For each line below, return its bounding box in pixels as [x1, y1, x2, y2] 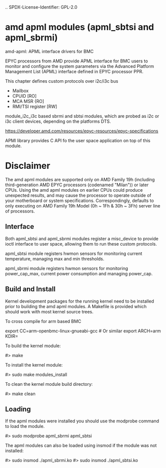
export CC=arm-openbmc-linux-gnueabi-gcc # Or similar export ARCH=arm [5, 328, 161, 334]
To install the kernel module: [5, 362, 63, 368]
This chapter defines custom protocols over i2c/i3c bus [5, 78, 118, 84]
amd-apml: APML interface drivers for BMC [5, 48, 94, 54]
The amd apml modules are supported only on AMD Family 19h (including [5, 176, 155, 182]
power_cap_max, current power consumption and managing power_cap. [5, 270, 153, 276]
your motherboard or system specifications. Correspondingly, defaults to [5, 198, 154, 204]
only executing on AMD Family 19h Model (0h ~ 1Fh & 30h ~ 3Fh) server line [5, 203, 161, 208]
